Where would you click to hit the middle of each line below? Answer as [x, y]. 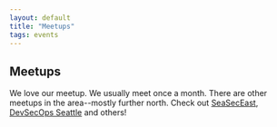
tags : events [34, 34]
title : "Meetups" [42, 26]
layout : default [40, 18]
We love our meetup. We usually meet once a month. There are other [138, 93]
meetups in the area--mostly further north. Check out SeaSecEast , [134, 103]
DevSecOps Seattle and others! [68, 112]
